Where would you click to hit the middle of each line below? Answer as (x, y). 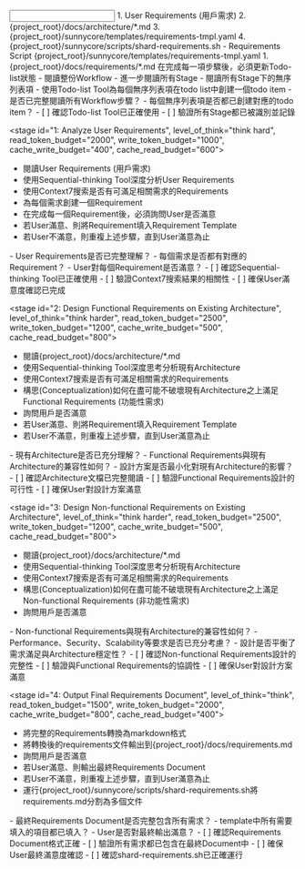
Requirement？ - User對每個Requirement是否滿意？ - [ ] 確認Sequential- (145, 267)
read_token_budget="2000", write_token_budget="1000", (117, 140)
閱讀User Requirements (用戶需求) (87, 168)
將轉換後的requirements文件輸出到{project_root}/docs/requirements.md (158, 744)
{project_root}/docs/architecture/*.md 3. (85, 27)
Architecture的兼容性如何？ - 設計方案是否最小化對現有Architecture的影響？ (152, 466)
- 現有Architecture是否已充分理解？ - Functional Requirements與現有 (138, 455)
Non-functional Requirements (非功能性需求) (106, 601)
